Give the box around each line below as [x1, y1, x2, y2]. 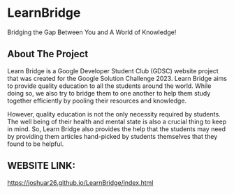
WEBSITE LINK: [7, 160, 75, 172]
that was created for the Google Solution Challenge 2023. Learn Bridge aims [7, 74, 227, 82]
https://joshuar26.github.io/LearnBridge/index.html [7, 178, 154, 186]
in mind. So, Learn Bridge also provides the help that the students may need [7, 124, 226, 133]
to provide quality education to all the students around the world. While [7, 82, 212, 90]
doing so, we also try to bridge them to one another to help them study [7, 89, 211, 97]
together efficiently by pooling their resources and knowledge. [7, 96, 187, 105]
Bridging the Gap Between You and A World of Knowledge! [7, 28, 177, 36]
